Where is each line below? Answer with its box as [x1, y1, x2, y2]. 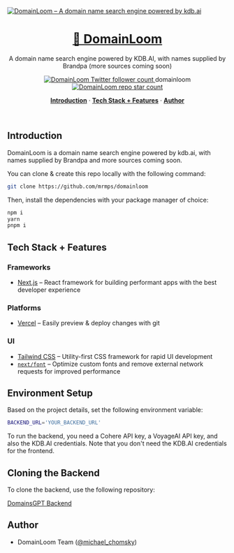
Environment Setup [7, 387, 93, 399]
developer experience [17, 286, 81, 294]
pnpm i [7, 222, 27, 229]
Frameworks [7, 262, 51, 272]
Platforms [7, 303, 42, 313]
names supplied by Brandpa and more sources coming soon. [7, 156, 183, 164]
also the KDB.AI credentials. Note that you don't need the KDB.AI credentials [7, 439, 227, 448]
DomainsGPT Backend [7, 499, 72, 508]
